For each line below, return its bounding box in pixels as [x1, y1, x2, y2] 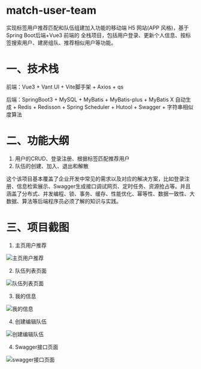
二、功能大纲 [6, 134, 70, 148]
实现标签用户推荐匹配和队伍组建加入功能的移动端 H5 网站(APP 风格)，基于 [6, 24, 190, 31]
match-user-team [6, 4, 97, 17]
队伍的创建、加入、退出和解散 [14, 162, 89, 169]
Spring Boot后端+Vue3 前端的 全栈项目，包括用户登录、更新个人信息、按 [6, 31, 186, 39]
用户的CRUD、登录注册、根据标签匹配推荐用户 [14, 155, 130, 162]
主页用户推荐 [14, 242, 47, 249]
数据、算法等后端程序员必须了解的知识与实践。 [6, 197, 121, 205]
